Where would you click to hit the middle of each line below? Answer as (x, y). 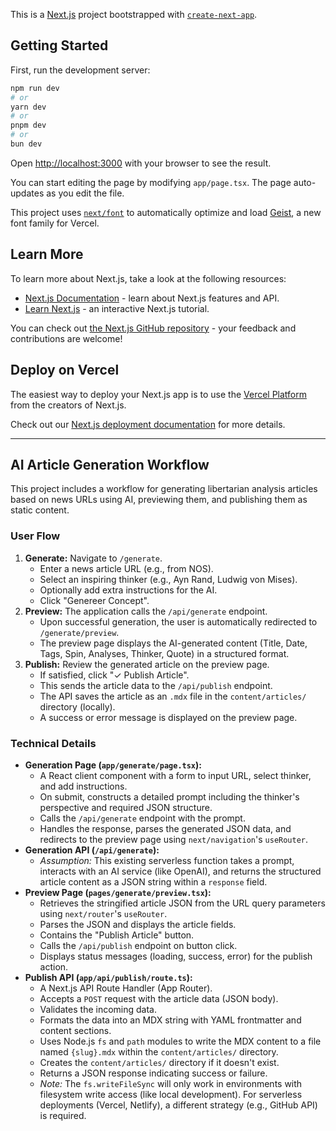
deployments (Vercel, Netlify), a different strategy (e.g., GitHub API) (178, 1105)
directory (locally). (77, 706)
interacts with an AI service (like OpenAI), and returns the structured (180, 871)
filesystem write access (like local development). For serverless (171, 1094)
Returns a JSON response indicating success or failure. (153, 1073)
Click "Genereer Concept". (94, 600)
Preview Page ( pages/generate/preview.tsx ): (118, 892)
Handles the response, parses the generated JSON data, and (165, 828)
